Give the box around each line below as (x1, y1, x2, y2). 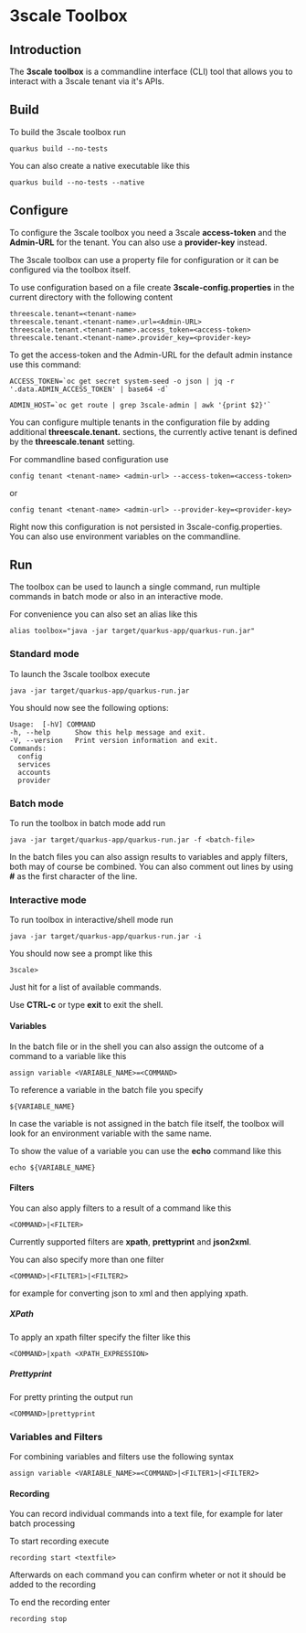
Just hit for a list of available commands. (9, 981, 162, 992)
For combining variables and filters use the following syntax (9, 1450, 235, 1462)
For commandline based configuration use (9, 453, 169, 464)
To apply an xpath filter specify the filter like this (9, 1331, 191, 1342)
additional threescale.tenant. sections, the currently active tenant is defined (9, 426, 298, 437)
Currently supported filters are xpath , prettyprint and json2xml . (9, 1235, 252, 1247)
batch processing (9, 1518, 76, 1529)
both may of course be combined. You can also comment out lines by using (9, 861, 294, 873)
